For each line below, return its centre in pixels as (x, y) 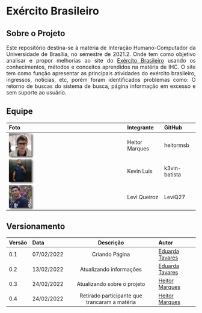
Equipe (20, 112)
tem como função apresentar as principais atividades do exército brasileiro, (101, 73)
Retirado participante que (111, 296)
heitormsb (177, 145)
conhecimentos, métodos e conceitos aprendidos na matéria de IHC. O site (101, 67)
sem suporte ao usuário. (36, 92)
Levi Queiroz (143, 197)
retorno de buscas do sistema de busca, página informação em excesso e (101, 86)
